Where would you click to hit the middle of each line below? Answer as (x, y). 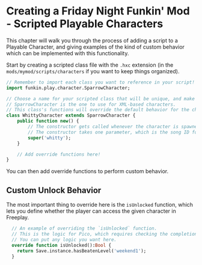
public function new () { (48, 121)
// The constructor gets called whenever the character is (103, 127)
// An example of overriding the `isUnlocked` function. (84, 229)
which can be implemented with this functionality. (68, 53)
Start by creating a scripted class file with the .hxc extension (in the (90, 65)
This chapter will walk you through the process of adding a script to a (92, 40)
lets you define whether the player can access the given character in (91, 211)
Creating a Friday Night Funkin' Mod (98, 11)
